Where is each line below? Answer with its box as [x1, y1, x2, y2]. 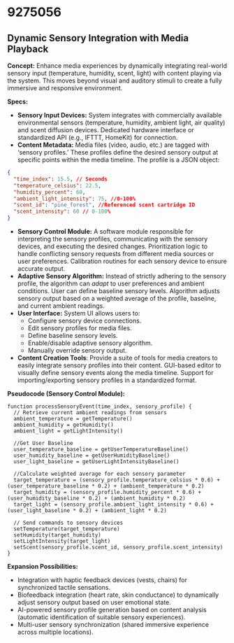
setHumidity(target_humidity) [13, 532, 101, 539]
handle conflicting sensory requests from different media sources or [17, 250, 214, 257]
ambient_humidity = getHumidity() [13, 421, 114, 428]
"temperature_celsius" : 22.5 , [13, 182, 101, 189]
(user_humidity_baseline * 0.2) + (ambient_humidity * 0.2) [7, 495, 187, 502]
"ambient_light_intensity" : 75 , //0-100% [13, 195, 136, 202]
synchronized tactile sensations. [17, 584, 110, 591]
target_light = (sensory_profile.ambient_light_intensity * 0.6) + [13, 501, 214, 508]
